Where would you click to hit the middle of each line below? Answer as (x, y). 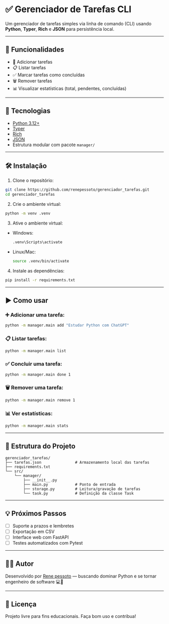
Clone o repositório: (33, 181)
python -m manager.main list (36, 351)
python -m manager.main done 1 (38, 374)
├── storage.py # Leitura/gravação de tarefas (82, 489)
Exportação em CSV (33, 531)
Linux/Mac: (24, 252)
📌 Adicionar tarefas (32, 62)
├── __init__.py (40, 480)
